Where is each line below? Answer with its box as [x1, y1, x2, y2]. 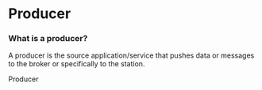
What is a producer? [8, 33, 88, 44]
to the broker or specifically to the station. [8, 59, 145, 69]
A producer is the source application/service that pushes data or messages [8, 51, 255, 60]
